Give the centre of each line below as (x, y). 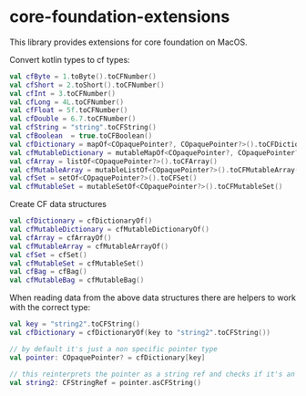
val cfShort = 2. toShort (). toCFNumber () (87, 85)
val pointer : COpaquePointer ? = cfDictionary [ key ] (107, 358)
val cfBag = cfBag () (49, 272)
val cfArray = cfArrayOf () (61, 238)
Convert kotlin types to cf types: (70, 59)
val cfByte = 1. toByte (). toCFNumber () (83, 76)
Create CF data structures (58, 204)
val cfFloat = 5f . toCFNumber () (69, 110)
